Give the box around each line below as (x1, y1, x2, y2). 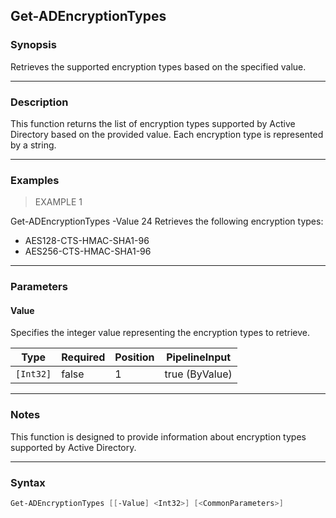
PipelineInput (166, 350, 232, 364)
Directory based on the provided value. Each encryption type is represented (10, 128, 324, 140)
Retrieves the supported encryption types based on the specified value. (10, 60, 307, 73)
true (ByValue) (164, 367, 233, 381)
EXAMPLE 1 (34, 196, 83, 208)
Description (10, 95, 69, 109)
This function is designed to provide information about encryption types (10, 430, 307, 443)
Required (61, 350, 106, 364)
